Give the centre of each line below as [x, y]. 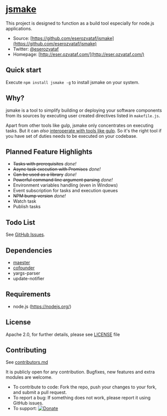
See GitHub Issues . [26, 234]
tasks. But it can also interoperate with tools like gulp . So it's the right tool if [84, 131]
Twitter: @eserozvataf [36, 49]
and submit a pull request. [40, 392]
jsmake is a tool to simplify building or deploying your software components [84, 110]
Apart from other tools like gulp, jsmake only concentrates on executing [79, 125]
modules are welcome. [29, 377]
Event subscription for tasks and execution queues [65, 191]
